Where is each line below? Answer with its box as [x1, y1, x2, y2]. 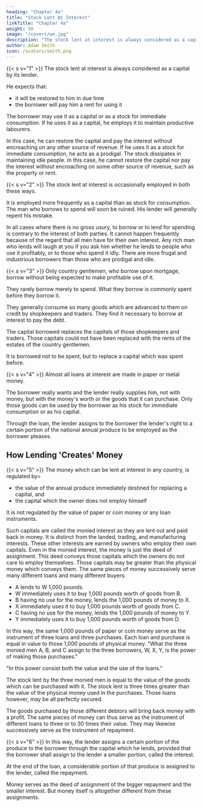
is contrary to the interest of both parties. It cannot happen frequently [6, 230, 179, 237]
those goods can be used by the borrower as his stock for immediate [6, 401, 178, 409]
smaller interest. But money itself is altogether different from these [6, 787, 172, 794]
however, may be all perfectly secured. [6, 695, 103, 703]
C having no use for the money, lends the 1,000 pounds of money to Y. [14, 609, 191, 616]
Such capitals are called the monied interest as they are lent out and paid [6, 526, 188, 534]
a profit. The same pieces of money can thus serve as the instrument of [6, 713, 185, 721]
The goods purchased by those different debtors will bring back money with [6, 707, 196, 714]
